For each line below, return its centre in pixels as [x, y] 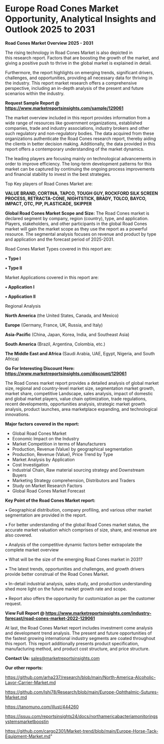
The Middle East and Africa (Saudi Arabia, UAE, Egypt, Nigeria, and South [80, 353]
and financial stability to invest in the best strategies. [58, 174]
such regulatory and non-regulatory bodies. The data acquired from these [80, 133]
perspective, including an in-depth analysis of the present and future [74, 88]
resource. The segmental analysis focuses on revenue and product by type [81, 234]
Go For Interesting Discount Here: [40, 368]
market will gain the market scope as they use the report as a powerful [76, 229]
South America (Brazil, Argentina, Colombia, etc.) [55, 344]
